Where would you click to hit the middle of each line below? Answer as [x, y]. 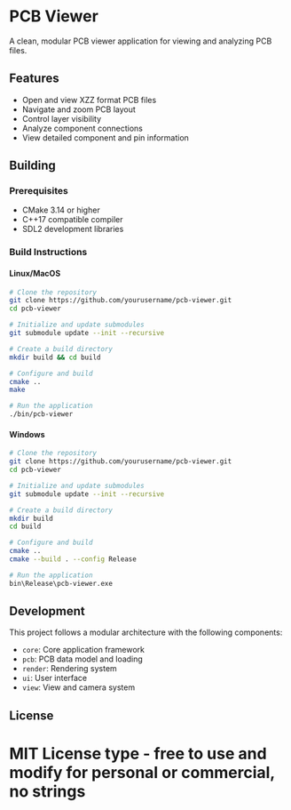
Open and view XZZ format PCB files [89, 100]
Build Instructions [48, 253]
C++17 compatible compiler [72, 220]
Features [34, 79]
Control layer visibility [62, 118]
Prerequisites [39, 191]
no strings [47, 792]
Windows [27, 434]
